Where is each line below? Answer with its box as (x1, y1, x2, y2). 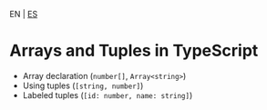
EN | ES (9, 9, 38, 19)
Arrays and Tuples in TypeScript (9, 41, 259, 61)
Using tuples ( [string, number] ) (22, 80, 144, 91)
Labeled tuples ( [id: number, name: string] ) (22, 89, 193, 100)
